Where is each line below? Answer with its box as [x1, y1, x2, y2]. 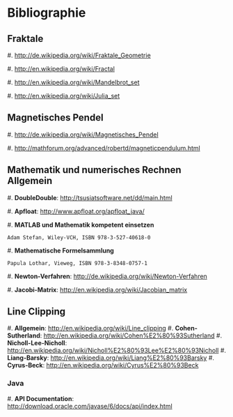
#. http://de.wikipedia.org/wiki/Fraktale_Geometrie [7, 51, 151, 59]
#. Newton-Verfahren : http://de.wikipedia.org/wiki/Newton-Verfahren [7, 272, 207, 280]
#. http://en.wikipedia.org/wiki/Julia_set [7, 92, 120, 100]
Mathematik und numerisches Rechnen [7, 164, 182, 176]
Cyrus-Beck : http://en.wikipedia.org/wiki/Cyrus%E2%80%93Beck [7, 361, 199, 370]
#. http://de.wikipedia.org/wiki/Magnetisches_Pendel [7, 130, 159, 139]
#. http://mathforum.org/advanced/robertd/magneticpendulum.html [7, 144, 200, 152]
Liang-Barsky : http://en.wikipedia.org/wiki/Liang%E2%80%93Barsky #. [7, 354, 214, 362]
